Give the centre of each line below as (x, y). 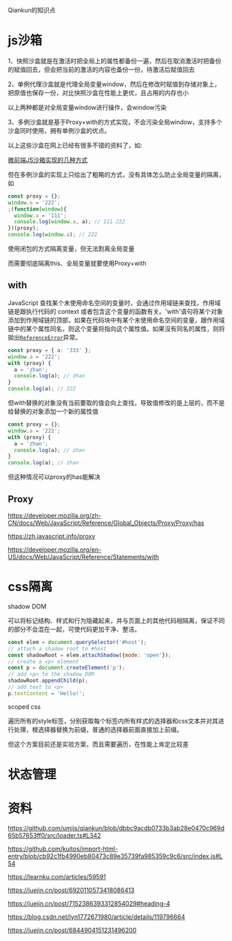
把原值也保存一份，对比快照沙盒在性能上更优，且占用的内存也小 (98, 92)
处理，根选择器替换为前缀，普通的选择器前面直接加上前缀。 (98, 730)
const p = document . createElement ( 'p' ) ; (67, 668)
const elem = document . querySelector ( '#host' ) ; (77, 642)
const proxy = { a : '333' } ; (50, 350)
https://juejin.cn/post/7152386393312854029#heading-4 (89, 903)
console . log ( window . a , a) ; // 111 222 (70, 222)
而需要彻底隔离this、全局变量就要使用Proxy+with (77, 263)
